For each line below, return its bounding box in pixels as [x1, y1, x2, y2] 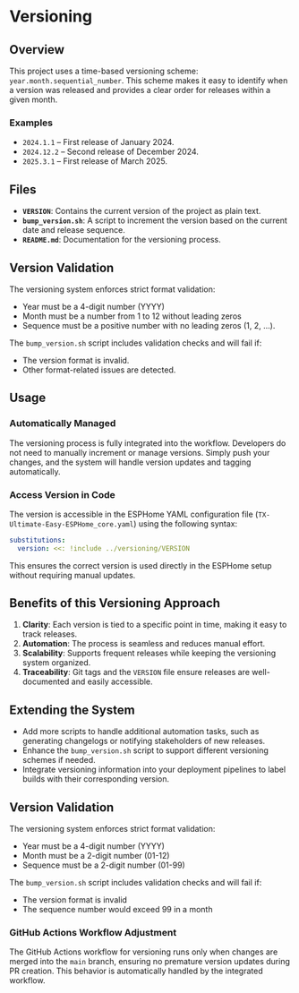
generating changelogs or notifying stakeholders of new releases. [21, 736, 266, 747]
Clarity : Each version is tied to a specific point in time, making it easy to [21, 620, 287, 630]
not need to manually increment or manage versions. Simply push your [9, 447, 270, 458]
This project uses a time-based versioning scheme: [9, 65, 199, 76]
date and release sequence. [21, 225, 125, 235]
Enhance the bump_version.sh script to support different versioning [21, 745, 269, 756]
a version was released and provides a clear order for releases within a [9, 85, 271, 95]
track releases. [21, 629, 78, 639]
